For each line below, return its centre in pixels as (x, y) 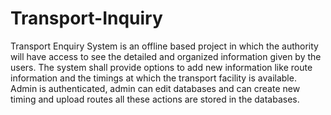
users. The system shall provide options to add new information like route (161, 67)
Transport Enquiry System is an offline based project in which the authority (164, 46)
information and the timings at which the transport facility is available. (153, 78)
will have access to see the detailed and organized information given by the (166, 56)
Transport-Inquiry (86, 18)
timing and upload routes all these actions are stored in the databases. (155, 99)
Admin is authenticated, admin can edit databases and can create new (155, 88)
